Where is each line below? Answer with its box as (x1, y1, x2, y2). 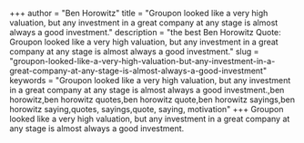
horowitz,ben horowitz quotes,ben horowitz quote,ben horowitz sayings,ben (9, 94, 296, 105)
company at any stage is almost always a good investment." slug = (9, 46, 259, 57)
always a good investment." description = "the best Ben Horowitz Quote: (9, 27, 282, 37)
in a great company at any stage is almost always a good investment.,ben (9, 85, 285, 95)
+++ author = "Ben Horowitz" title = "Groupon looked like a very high (9, 8, 269, 18)
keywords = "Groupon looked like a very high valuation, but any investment (9, 75, 291, 85)
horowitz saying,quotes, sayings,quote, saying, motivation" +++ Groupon (9, 104, 284, 114)
